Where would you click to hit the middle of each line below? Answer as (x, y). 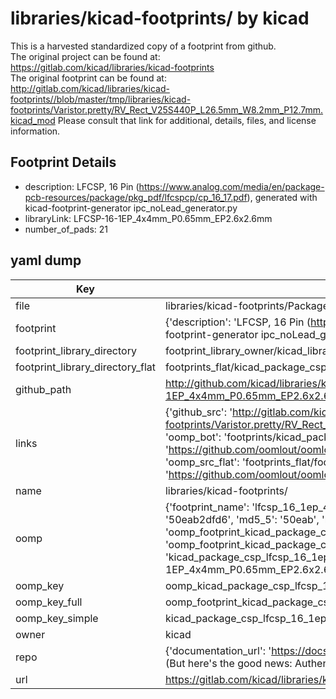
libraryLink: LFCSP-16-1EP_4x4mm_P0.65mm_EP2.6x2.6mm (148, 218)
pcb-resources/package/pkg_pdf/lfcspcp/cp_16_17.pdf (136, 197)
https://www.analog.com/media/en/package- (231, 186)
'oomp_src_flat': (202, 462)
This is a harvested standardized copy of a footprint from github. (143, 46)
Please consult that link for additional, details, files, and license (187, 120)
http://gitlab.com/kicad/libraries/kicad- (90, 88)
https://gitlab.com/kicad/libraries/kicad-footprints (112, 67)
